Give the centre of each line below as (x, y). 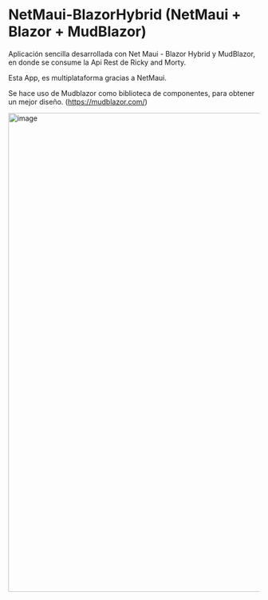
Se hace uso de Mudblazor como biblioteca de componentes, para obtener (132, 93)
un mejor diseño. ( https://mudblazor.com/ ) (78, 101)
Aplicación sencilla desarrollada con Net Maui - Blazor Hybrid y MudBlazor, (132, 54)
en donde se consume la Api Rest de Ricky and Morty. (97, 62)
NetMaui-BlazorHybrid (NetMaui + (125, 15)
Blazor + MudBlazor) (77, 32)
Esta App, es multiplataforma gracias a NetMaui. (88, 77)
